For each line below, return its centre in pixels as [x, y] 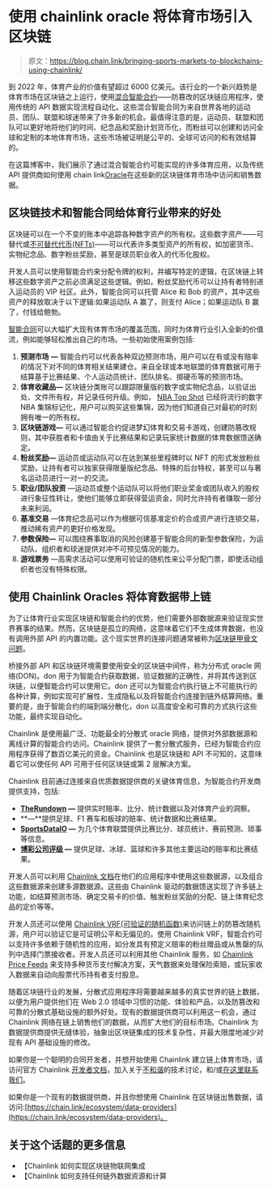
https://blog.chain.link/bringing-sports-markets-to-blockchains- [156, 61]
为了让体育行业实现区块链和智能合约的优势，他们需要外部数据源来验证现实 [132, 618]
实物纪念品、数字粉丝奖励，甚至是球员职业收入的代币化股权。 [111, 254]
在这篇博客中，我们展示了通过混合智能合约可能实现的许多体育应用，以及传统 [136, 164]
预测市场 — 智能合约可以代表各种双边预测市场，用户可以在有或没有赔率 [139, 356]
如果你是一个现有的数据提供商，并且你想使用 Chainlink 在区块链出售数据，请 [136, 1096]
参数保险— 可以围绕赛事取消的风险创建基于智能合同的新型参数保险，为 [138, 539]
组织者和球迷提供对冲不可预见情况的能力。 [113, 548]
